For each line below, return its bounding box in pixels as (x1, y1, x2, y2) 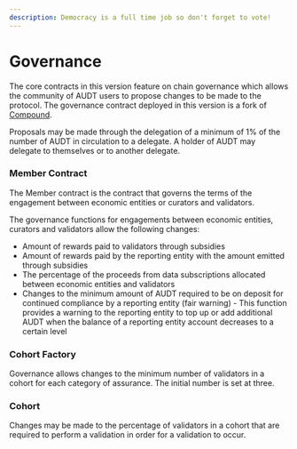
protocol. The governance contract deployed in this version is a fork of (9, 100, 268, 110)
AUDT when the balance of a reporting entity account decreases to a (21, 317, 275, 327)
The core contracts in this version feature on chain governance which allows (9, 81, 289, 92)
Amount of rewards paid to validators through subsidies (21, 241, 226, 252)
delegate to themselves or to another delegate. (9, 145, 180, 156)
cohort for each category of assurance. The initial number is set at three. (9, 378, 275, 389)
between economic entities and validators (21, 278, 176, 289)
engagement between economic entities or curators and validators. (9, 196, 255, 207)
